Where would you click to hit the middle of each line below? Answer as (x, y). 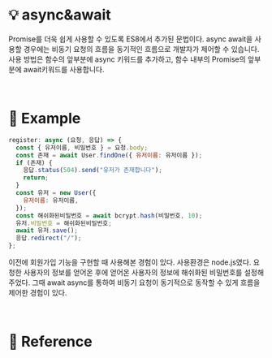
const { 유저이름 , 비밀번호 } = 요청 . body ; (82, 148)
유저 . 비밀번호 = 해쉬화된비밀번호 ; (64, 223)
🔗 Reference (50, 342)
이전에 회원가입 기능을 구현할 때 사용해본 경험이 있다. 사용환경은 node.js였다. (130, 262)
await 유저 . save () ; (47, 231)
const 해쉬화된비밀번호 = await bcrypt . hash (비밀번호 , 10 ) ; (109, 216)
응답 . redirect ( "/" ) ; (49, 238)
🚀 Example (45, 119)
